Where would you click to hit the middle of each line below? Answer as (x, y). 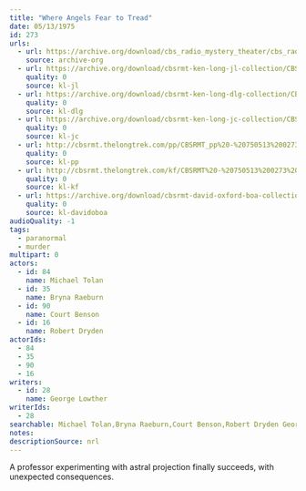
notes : (22, 433)
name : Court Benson (63, 314)
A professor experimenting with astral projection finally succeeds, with (142, 467)
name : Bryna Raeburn (65, 297)
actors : (24, 264)
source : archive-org (65, 60)
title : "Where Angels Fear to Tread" (81, 18)
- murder (34, 247)
